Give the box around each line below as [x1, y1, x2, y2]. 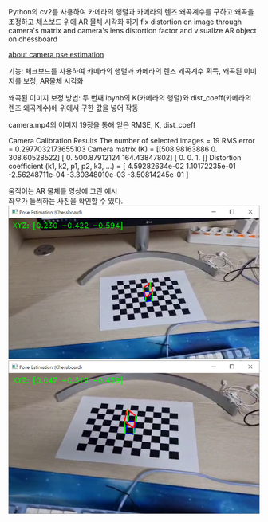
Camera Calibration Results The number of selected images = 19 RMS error [8, 136, 255, 145]
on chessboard [8, 34, 58, 44]
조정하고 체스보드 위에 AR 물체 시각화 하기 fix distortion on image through [8, 17, 242, 26]
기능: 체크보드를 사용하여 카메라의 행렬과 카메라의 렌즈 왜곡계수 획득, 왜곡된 [8, 66, 242, 76]
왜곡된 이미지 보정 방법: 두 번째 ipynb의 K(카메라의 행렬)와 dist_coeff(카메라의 [8, 93, 252, 102]
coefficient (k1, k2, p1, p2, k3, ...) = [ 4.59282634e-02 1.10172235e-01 [8, 162, 237, 171]
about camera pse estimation [8, 50, 104, 59]
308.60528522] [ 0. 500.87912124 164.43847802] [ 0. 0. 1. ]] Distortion [8, 153, 242, 162]
